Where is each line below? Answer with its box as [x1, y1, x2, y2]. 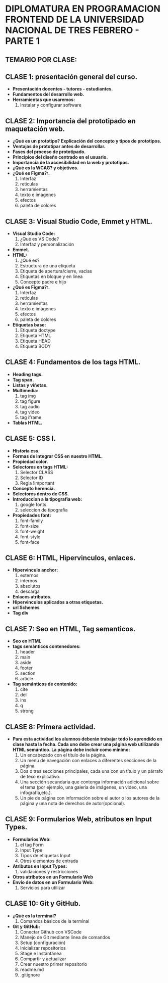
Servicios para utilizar [20, 884, 65, 891]
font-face [20, 539, 40, 545]
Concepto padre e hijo [20, 279, 66, 285]
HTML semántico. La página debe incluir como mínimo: [12, 746, 130, 753]
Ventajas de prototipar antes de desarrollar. [12, 144, 106, 150]
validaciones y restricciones [20, 868, 78, 874]
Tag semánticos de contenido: [12, 681, 78, 687]
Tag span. [12, 377, 34, 383]
